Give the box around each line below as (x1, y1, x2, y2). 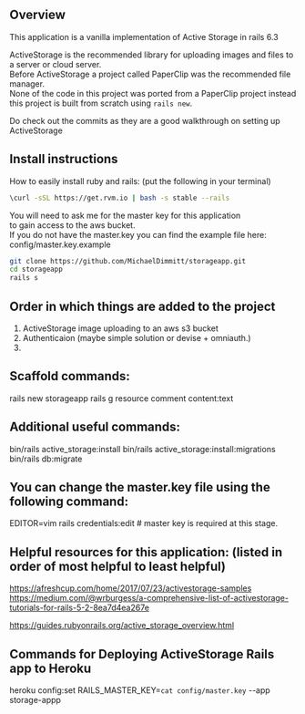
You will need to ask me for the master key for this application (9, 210, 241, 221)
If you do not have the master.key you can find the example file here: (9, 229, 267, 240)
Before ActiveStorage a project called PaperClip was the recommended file (9, 68, 291, 79)
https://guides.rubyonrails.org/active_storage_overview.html (9, 620, 235, 631)
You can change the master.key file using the (9, 479, 270, 495)
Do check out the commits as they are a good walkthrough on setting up (9, 115, 280, 126)
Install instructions (9, 151, 118, 167)
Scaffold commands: (9, 368, 130, 384)
